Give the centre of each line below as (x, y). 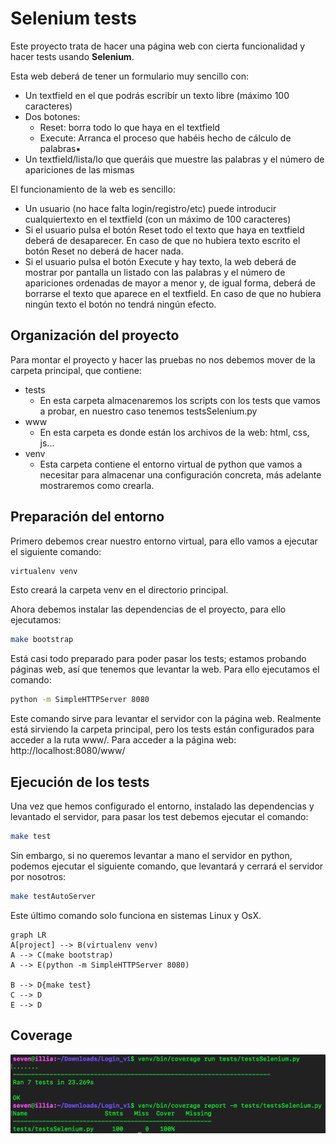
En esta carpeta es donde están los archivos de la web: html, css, (174, 432)
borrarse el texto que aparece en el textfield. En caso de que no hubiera (173, 293)
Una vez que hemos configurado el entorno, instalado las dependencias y (162, 806)
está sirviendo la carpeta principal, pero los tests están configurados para (162, 729)
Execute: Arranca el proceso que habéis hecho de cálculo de (165, 138)
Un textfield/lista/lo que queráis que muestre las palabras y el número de (174, 159)
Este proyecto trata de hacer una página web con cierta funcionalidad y (158, 46)
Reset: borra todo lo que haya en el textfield (130, 127)
